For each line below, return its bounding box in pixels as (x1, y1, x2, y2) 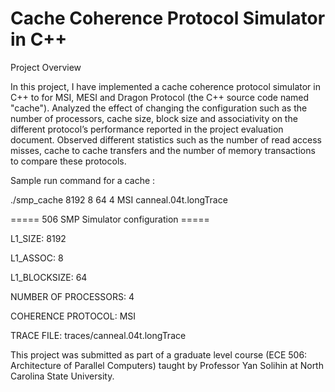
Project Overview (10, 61, 82, 73)
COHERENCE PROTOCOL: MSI (10, 310, 137, 322)
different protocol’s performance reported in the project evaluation (10, 123, 284, 135)
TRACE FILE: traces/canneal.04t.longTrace (10, 329, 187, 341)
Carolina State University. (10, 370, 115, 382)
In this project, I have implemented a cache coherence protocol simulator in (10, 80, 321, 92)
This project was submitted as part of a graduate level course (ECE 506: (10, 348, 308, 361)
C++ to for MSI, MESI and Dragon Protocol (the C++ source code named (10, 91, 310, 103)
